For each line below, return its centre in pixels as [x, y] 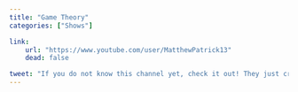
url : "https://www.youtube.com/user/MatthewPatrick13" [129, 50]
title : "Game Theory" [49, 17]
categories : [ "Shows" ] [51, 26]
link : [19, 42]
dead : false [47, 58]
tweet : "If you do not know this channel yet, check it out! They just [144, 74]
